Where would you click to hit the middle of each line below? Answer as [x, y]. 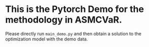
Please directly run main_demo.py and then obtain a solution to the [73, 33]
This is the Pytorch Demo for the [75, 9]
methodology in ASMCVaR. [64, 20]
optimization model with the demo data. [47, 39]
